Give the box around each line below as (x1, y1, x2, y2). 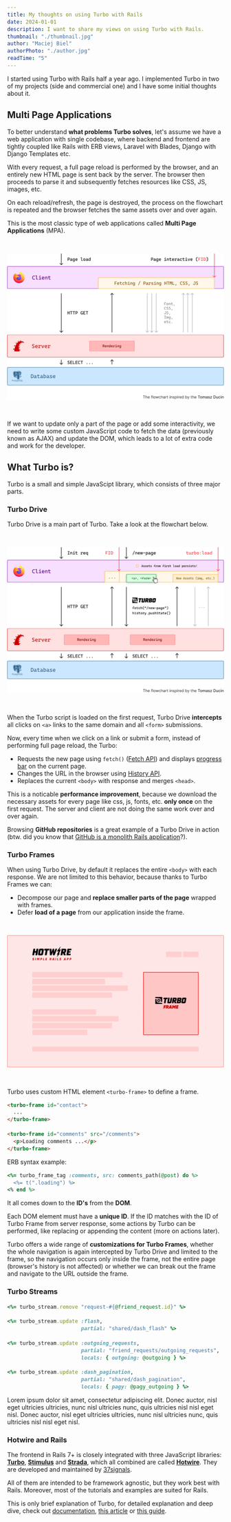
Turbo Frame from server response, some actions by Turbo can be (7, 1220, 196, 1228)
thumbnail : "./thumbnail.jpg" (7, 33, 94, 40)
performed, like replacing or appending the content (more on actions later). (7, 1227, 220, 1235)
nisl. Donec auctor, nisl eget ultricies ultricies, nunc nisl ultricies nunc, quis (7, 1411, 219, 1419)
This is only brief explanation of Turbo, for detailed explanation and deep (7, 1499, 213, 1508)
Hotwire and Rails (7, 1435, 67, 1445)
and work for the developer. (7, 442, 86, 450)
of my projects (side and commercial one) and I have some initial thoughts (7, 81, 217, 90)
